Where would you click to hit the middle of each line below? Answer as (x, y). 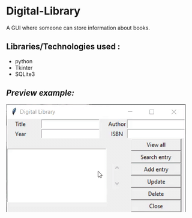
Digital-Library (43, 11)
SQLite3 (25, 74)
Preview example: (40, 93)
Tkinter (24, 67)
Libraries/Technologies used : (63, 47)
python (24, 61)
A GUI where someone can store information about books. (78, 28)
